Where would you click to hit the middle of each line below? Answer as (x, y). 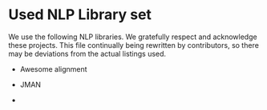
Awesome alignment (53, 69)
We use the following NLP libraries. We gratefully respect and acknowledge (133, 37)
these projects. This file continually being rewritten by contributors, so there (133, 45)
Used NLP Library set (80, 15)
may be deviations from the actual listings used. (87, 53)
